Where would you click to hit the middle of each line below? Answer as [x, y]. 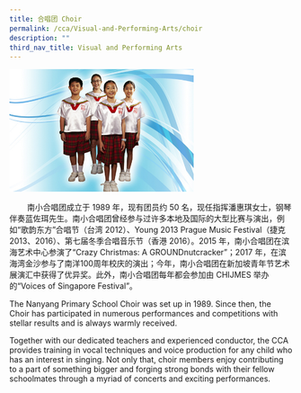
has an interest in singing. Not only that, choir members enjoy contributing [146, 360]
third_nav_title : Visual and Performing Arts [96, 48]
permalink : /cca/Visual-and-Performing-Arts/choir [106, 28]
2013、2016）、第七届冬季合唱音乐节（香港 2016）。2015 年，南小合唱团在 [146, 241]
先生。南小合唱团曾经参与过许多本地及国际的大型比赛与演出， [162, 219]
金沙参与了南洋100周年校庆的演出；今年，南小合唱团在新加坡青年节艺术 [157, 263]
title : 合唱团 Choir [46, 19]
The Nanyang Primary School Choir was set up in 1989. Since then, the [140, 304]
